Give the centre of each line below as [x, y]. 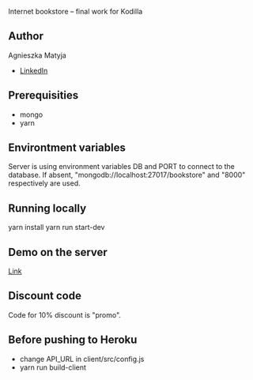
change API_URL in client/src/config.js [82, 359]
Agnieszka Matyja [38, 55]
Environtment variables [67, 148]
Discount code [45, 296]
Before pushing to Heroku [73, 340]
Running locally [47, 208]
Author [26, 36]
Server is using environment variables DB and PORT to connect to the [122, 167]
